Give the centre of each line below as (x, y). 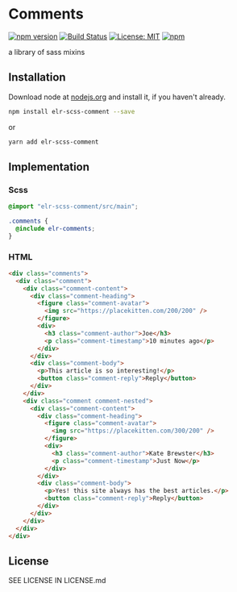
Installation (37, 77)
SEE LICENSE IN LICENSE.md (57, 581)
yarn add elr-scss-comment (54, 142)
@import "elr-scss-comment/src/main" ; (73, 206)
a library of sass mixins (47, 52)
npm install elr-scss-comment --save (72, 111)
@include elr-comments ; (55, 228)
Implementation (49, 167)
